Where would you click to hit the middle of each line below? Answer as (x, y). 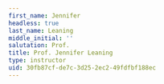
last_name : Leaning (41, 30)
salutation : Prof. (39, 46)
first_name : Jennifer (45, 16)
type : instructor (37, 61)
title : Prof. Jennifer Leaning (61, 53)
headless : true (34, 23)
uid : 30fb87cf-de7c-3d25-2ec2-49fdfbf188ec (82, 68)
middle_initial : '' (41, 38)
